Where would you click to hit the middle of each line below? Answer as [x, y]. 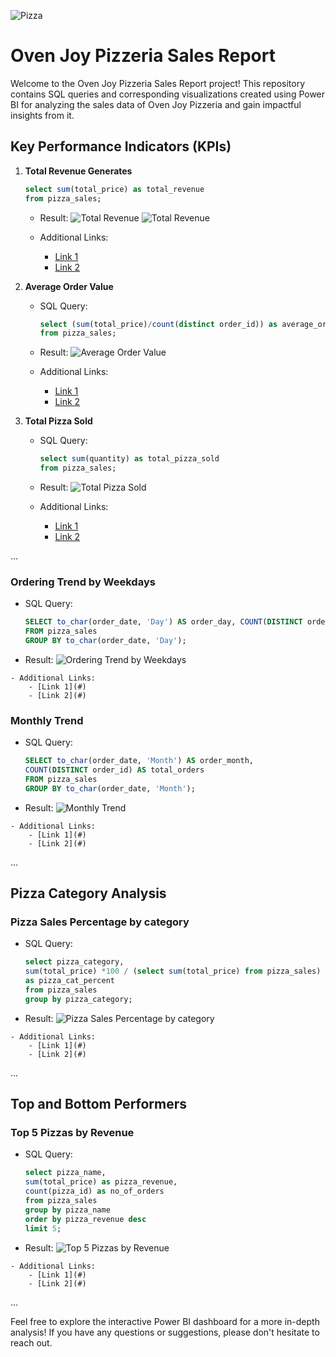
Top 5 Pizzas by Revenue [72, 1133]
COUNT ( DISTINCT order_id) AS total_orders [114, 770]
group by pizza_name [67, 1210]
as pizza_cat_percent [69, 981]
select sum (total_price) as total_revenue [114, 189]
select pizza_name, [65, 1173]
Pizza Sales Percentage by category [100, 922]
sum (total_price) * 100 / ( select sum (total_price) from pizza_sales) [173, 971]
